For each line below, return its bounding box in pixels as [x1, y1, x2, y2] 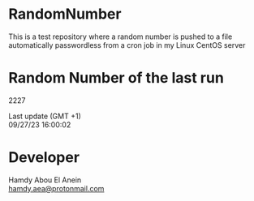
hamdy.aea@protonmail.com [8, 183, 105, 193]
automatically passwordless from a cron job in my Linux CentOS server [8, 40, 246, 49]
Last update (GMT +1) [8, 111, 81, 121]
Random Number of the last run [8, 69, 225, 88]
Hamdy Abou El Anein [8, 175, 82, 185]
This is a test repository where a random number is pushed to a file [8, 32, 233, 41]
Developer [8, 148, 80, 167]
